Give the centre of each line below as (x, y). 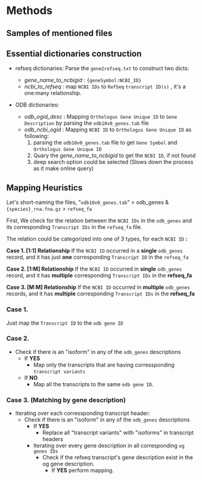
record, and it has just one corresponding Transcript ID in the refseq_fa (97, 257)
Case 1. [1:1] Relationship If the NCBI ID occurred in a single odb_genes (95, 251)
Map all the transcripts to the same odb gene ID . (93, 384)
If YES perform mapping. (83, 470)
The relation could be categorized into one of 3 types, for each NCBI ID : (97, 239)
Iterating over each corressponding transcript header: (82, 413)
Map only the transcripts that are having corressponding (104, 365)
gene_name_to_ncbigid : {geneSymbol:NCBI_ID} (83, 80)
